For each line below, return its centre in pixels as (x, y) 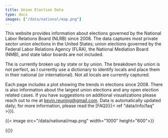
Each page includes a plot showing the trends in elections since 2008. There (84, 84)
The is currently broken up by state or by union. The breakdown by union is (82, 64)
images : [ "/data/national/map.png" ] (43, 19)
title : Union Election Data (34, 10)
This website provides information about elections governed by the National (83, 33)
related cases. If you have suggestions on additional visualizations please (81, 95)
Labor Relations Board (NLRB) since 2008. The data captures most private (82, 38)
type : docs (16, 14)
